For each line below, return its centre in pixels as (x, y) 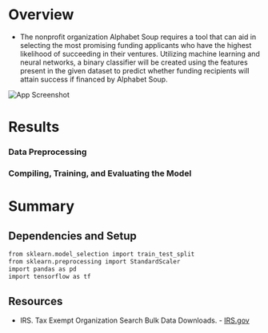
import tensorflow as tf (50, 276)
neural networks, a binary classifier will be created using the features (134, 62)
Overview (41, 15)
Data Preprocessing (48, 152)
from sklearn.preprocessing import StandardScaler (94, 261)
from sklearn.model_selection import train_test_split (102, 254)
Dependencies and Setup (73, 236)
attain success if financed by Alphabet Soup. (94, 79)
